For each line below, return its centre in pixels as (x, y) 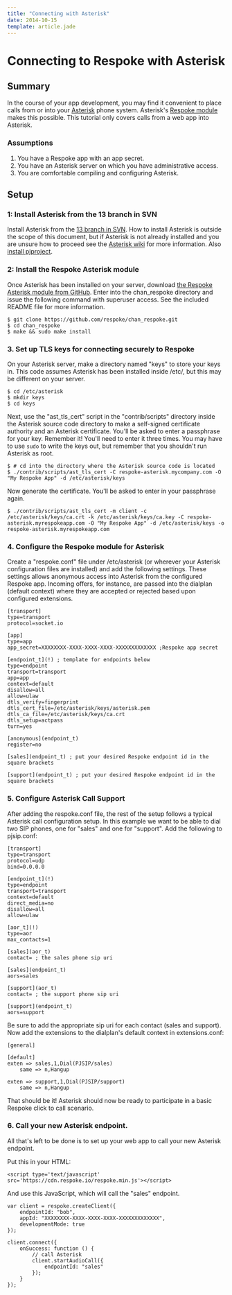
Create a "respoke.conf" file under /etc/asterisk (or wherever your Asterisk (114, 562)
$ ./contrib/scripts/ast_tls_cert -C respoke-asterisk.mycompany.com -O (114, 472)
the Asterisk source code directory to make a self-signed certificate (104, 424)
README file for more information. (56, 306)
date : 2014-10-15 (32, 20)
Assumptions (30, 143)
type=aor (20, 933)
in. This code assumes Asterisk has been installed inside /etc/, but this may (114, 371)
